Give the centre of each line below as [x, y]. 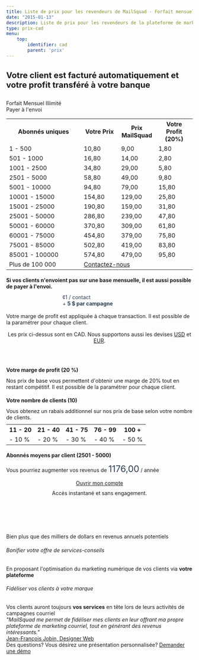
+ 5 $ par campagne [88, 304]
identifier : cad [47, 45]
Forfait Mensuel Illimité [34, 103]
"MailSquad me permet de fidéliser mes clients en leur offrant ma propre [95, 619]
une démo [19, 651]
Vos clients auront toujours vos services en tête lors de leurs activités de [95, 607]
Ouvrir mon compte [99, 483]
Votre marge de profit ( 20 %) [42, 370]
